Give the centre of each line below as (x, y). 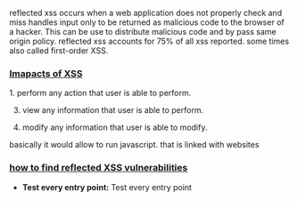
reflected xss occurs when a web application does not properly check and (146, 13)
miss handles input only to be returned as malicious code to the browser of (147, 22)
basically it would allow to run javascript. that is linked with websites (134, 145)
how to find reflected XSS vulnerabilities (99, 168)
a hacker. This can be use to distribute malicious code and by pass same (143, 32)
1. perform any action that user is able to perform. (100, 93)
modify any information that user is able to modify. (115, 127)
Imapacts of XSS (46, 73)
